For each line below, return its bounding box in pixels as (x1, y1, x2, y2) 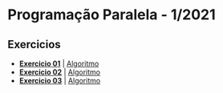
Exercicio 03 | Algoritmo (18, 76, 101, 85)
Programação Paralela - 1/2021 (7, 6, 216, 24)
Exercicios (7, 38, 61, 51)
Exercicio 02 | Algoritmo (18, 67, 101, 77)
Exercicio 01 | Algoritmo (18, 59, 99, 68)
